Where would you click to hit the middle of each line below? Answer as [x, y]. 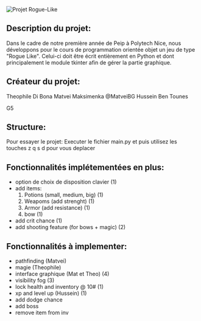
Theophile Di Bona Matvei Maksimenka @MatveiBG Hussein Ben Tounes [97, 96]
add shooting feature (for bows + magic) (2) [70, 227]
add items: [28, 188]
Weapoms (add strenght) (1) [59, 201]
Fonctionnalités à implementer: [67, 246]
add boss [27, 306]
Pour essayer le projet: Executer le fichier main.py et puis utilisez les [92, 142]
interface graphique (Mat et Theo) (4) [62, 274]
